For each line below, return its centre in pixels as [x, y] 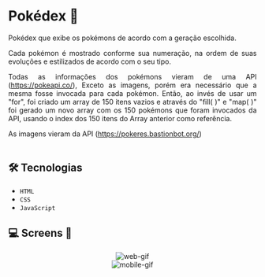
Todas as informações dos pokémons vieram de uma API [132, 76]
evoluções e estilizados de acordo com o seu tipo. [90, 61]
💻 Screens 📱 [40, 233]
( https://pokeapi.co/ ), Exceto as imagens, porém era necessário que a [132, 85]
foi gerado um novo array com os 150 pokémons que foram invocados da [132, 110]
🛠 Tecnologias [45, 168]
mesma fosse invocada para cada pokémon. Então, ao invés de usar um [132, 93]
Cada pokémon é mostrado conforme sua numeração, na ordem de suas [132, 53]
